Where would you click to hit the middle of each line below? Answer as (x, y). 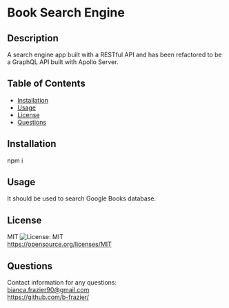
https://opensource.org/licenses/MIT (59, 244)
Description (33, 38)
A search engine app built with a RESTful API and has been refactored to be (114, 54)
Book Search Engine (66, 13)
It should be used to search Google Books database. (82, 198)
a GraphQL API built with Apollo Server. (63, 62)
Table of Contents (47, 84)
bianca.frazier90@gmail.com (48, 290)
